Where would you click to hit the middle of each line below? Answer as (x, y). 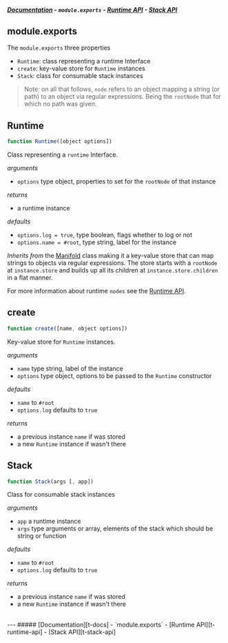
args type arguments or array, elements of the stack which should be (115, 528)
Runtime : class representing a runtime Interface (84, 61)
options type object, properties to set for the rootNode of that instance (116, 181)
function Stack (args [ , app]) (51, 482)
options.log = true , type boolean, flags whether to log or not (105, 235)
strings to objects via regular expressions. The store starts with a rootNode (112, 263)
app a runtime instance (49, 522)
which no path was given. (60, 104)
